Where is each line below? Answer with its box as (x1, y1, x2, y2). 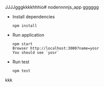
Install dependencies (12, 14, 55, 19)
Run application (12, 32, 45, 38)
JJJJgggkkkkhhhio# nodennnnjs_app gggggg (5, 4, 99, 10)
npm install (12, 23, 37, 28)
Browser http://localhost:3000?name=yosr (12, 46, 99, 51)
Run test (12, 59, 30, 65)
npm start (12, 42, 33, 46)
